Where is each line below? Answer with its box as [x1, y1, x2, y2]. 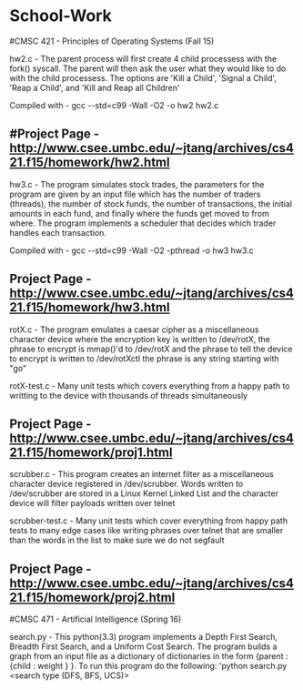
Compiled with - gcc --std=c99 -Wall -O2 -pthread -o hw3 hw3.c [9, 245, 255, 256]
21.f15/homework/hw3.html [9, 299, 170, 315]
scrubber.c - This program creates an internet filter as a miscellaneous [9, 469, 275, 480]
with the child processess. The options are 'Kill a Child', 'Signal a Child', [9, 72, 278, 83]
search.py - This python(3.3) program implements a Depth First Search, [9, 632, 278, 643]
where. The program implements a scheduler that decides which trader [9, 218, 277, 228]
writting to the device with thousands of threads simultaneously [9, 390, 248, 401]
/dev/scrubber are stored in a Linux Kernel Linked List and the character [9, 488, 279, 499]
